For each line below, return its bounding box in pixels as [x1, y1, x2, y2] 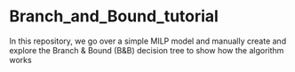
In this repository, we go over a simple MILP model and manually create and [9, 36, 287, 46]
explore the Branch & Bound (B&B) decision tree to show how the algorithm [9, 44, 284, 55]
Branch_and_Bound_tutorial [9, 6, 219, 27]
